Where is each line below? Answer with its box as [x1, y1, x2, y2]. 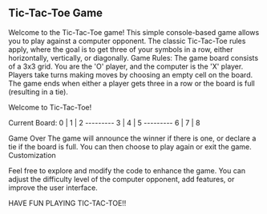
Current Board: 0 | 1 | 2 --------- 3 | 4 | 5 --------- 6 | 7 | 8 [8, 117, 200, 127]
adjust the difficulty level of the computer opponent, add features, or [8, 174, 235, 184]
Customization [8, 150, 56, 160]
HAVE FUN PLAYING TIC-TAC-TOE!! [8, 198, 127, 208]
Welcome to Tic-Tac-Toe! [8, 102, 92, 112]
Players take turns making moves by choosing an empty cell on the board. [8, 69, 253, 79]
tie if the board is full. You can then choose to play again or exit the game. [8, 141, 252, 151]
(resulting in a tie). [8, 87, 68, 97]
